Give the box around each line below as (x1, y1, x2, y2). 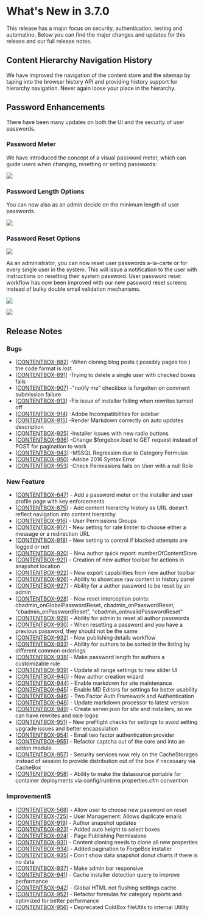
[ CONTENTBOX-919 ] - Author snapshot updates (15, 819, 137, 826)
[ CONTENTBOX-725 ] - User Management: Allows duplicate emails (15, 813, 182, 820)
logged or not (15, 543, 50, 550)
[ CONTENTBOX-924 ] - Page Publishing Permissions (15, 832, 147, 839)
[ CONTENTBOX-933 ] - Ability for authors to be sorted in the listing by (15, 640, 191, 648)
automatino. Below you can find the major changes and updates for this (6, 31, 186, 38)
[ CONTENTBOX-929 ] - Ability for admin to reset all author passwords (15, 615, 190, 622)
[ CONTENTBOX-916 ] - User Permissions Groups (15, 517, 137, 525)
